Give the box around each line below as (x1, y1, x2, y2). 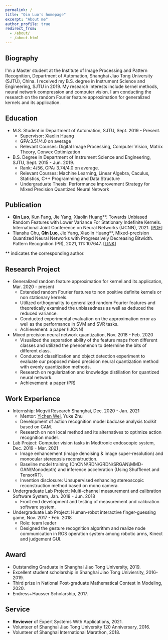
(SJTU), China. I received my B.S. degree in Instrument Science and (5, 78, 145, 84)
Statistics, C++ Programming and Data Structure (20, 175, 120, 181)
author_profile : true (5, 21, 51, 27)
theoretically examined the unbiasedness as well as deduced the (20, 305, 154, 311)
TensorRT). (20, 472, 44, 478)
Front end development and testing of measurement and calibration (20, 498, 159, 504)
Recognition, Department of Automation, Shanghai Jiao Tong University (5, 72, 153, 78)
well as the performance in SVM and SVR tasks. (20, 321, 119, 327)
